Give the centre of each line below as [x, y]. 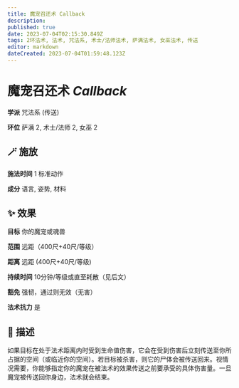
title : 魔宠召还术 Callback [46, 14]
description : [27, 21]
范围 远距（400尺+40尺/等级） [53, 247]
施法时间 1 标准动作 [36, 173]
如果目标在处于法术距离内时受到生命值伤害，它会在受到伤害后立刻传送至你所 [119, 350]
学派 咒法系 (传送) [33, 112]
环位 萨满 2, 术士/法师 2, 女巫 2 [53, 127]
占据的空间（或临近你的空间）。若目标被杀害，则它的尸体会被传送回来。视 [115, 360]
